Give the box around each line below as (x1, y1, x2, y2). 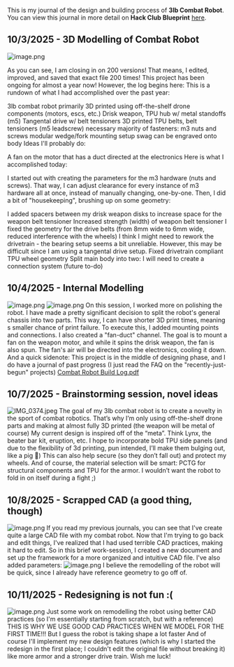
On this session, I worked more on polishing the (85, 301, 223, 309)
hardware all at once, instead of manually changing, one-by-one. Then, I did (7, 189, 226, 197)
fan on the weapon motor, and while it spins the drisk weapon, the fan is (7, 338, 214, 346)
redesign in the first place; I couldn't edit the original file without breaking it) (7, 645, 226, 653)
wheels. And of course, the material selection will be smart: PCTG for (7, 459, 206, 467)
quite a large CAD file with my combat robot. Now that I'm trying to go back (7, 531, 224, 539)
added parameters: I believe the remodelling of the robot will (7, 561, 221, 570)
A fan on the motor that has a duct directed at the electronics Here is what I (7, 152, 224, 161)
